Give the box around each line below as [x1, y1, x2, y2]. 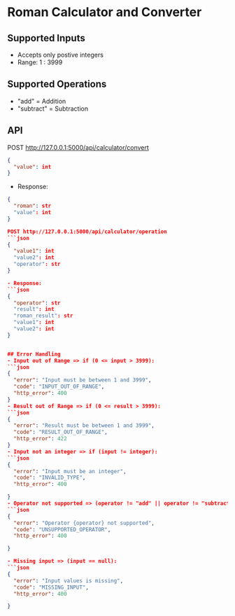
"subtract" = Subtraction [17, 104, 89, 113]
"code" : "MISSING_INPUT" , [13, 584, 90, 591]
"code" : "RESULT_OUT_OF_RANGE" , [13, 428, 108, 436]
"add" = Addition [17, 97, 66, 105]
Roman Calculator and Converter [7, 4, 202, 20]
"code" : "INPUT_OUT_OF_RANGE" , [13, 383, 105, 391]
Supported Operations [7, 78, 107, 90]
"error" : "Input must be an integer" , [13, 468, 127, 475]
